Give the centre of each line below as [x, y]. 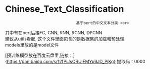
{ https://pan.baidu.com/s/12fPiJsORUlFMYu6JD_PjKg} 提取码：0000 [75, 61]
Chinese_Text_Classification [65, 9]
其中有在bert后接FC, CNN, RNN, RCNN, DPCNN [54, 32]
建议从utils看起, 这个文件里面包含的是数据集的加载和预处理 [65, 39]
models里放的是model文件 [32, 45]
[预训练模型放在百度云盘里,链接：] [40, 55]
